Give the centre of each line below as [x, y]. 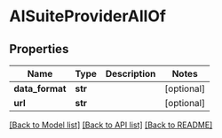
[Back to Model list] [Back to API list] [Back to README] [111, 125]
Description [131, 74]
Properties [39, 49]
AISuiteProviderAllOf [88, 16]
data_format [40, 88]
